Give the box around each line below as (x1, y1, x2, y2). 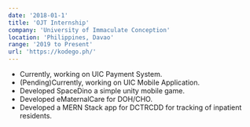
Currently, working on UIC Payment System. (19, 70, 163, 78)
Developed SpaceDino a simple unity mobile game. (19, 86, 185, 95)
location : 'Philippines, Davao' (8, 33, 114, 42)
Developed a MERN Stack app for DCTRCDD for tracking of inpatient (19, 103, 242, 112)
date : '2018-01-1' (8, 11, 68, 20)
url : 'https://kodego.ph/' (8, 48, 97, 56)
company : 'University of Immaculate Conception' (8, 26, 171, 34)
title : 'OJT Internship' (8, 19, 90, 27)
